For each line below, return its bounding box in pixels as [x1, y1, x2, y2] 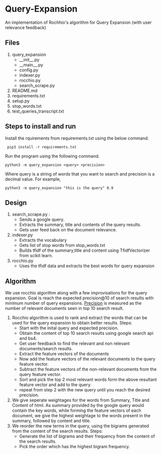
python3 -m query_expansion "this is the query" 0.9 [5, 185, 114, 190]
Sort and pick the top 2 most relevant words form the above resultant [19, 377, 157, 383]
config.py [19, 67, 39, 73]
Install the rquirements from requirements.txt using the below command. [5, 135, 149, 141]
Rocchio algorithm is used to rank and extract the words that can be [12, 315, 147, 321]
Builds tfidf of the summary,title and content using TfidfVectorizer [19, 247, 150, 253]
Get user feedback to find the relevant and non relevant [19, 340, 130, 346]
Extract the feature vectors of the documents [19, 351, 109, 357]
